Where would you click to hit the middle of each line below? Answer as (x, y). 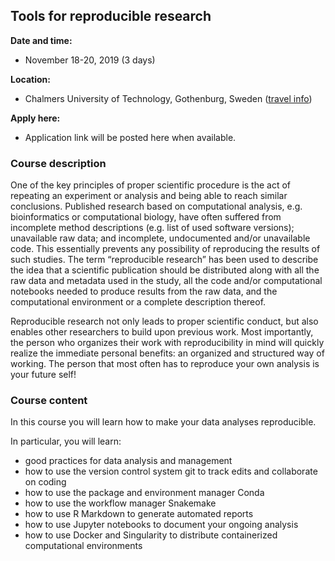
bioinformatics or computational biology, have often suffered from (146, 217)
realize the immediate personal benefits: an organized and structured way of (167, 353)
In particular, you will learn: (66, 441)
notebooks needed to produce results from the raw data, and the (144, 291)
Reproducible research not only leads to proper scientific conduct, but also (164, 321)
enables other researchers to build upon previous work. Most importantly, (162, 332)
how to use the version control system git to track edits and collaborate (171, 471)
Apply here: (35, 118)
